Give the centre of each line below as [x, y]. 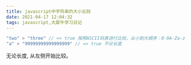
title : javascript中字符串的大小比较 [48, 11]
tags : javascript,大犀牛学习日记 [44, 22]
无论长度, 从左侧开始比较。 [39, 56]
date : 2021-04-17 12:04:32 [39, 17]
